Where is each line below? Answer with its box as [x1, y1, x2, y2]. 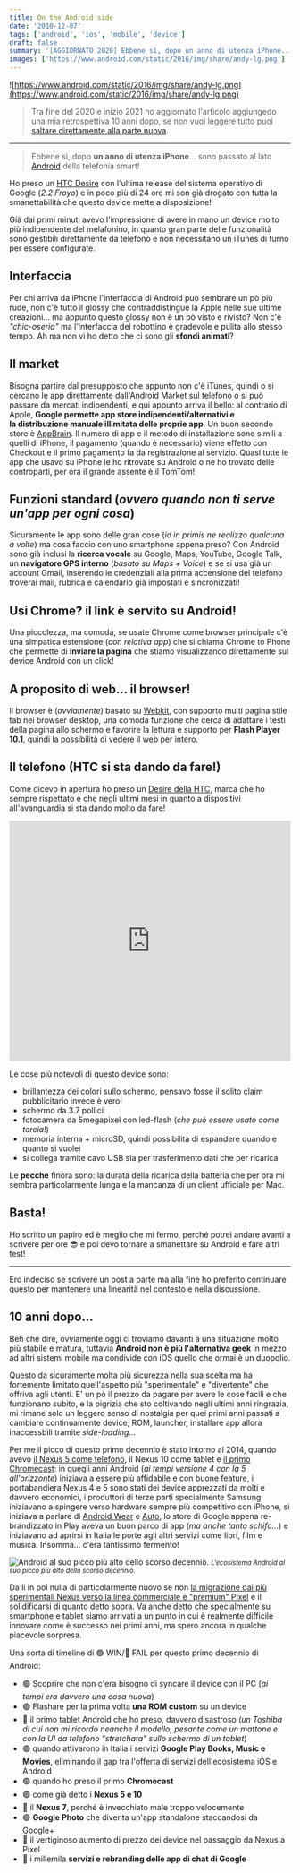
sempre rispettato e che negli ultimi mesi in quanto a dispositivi [9, 793, 241, 803]
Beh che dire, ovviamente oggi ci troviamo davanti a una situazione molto [9, 1333, 279, 1344]
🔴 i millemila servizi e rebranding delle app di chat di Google [21, 1853, 247, 1864]
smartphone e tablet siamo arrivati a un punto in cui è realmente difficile [9, 1610, 274, 1621]
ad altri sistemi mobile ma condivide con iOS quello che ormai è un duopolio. [9, 1352, 291, 1362]
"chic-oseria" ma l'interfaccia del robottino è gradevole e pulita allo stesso [9, 321, 283, 331]
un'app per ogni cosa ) [9, 506, 136, 521]
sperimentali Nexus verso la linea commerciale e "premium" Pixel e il [9, 1591, 262, 1602]
